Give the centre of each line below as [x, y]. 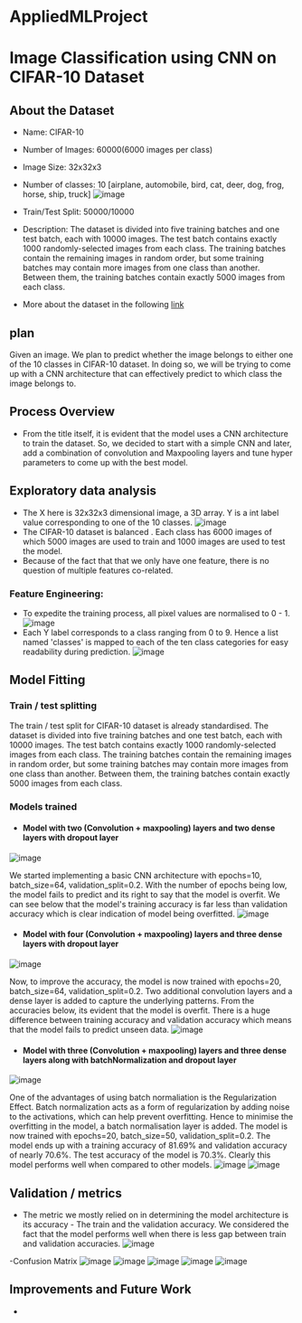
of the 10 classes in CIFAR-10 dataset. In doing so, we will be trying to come [150, 364]
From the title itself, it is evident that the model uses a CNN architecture [156, 433]
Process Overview [62, 412]
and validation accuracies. [71, 1243]
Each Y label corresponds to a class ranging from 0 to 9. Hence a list [150, 632]
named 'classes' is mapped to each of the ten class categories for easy [156, 642]
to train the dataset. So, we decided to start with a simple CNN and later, [157, 443]
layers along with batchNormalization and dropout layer [129, 1060]
